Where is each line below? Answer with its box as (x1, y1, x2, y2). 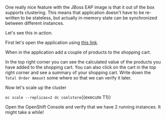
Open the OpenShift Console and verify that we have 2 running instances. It (5, 104, 161, 109)
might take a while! (5, 109, 44, 115)
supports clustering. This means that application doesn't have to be (5, 9, 144, 15)
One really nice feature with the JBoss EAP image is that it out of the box (5, 4, 155, 10)
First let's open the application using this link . (5, 39, 98, 45)
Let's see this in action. (5, 30, 53, 35)
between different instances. (5, 20, 64, 26)
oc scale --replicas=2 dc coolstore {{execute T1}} (5, 94, 111, 100)
